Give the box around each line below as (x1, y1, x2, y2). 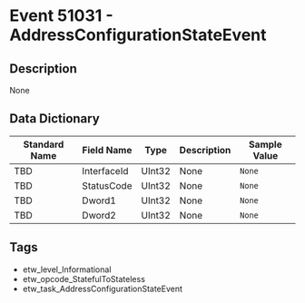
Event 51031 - (9, 5, 113, 26)
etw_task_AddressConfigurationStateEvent (22, 283, 183, 294)
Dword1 (81, 194, 116, 207)
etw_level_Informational (22, 264, 112, 275)
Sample (248, 138, 283, 151)
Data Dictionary (9, 111, 100, 127)
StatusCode (81, 179, 133, 191)
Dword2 (81, 209, 116, 221)
